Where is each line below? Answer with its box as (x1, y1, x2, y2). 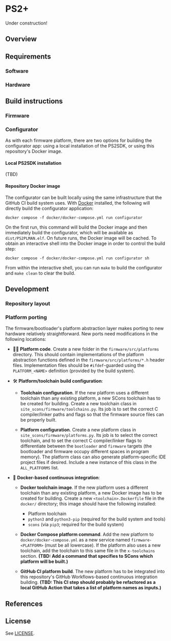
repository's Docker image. (5, 149, 63, 155)
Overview (5, 35, 37, 43)
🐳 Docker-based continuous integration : (12, 475, 101, 481)
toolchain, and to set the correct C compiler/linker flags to (20, 437, 142, 444)
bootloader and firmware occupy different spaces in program (20, 449, 150, 455)
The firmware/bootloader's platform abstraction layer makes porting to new (5, 325, 164, 332)
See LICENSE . (5, 630, 35, 636)
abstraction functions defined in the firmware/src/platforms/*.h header (12, 357, 165, 363)
